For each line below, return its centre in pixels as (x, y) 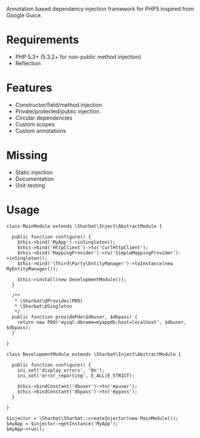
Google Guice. (24, 15)
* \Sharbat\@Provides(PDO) (49, 301)
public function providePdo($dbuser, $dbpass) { (75, 317)
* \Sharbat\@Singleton (43, 306)
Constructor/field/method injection (59, 105)
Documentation (34, 179)
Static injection (34, 172)
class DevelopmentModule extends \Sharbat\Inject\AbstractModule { (94, 354)
